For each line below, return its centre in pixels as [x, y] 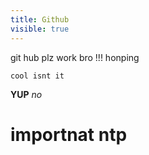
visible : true [40, 29]
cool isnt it [37, 76]
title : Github [40, 19]
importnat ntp [69, 134]
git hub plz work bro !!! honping [75, 57]
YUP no [26, 94]
